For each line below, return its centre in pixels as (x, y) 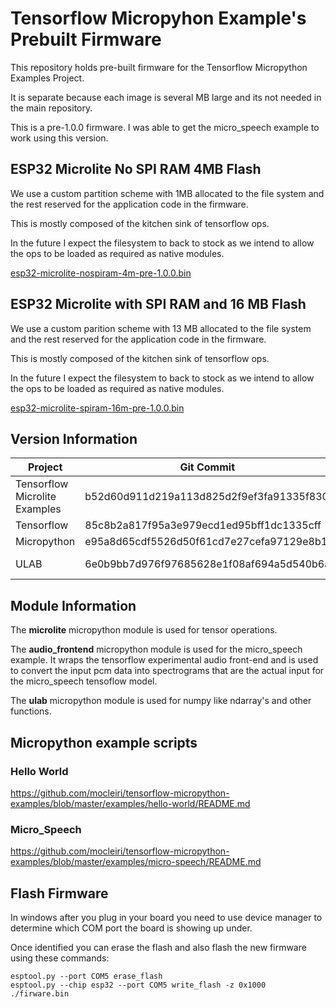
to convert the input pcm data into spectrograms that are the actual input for (167, 671)
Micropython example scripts (104, 742)
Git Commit (207, 467)
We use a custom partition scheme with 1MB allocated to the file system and (167, 193)
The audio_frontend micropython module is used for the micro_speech (156, 649)
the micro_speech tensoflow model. (84, 681)
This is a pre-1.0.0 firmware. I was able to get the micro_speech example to (165, 127)
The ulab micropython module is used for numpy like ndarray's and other (161, 701)
